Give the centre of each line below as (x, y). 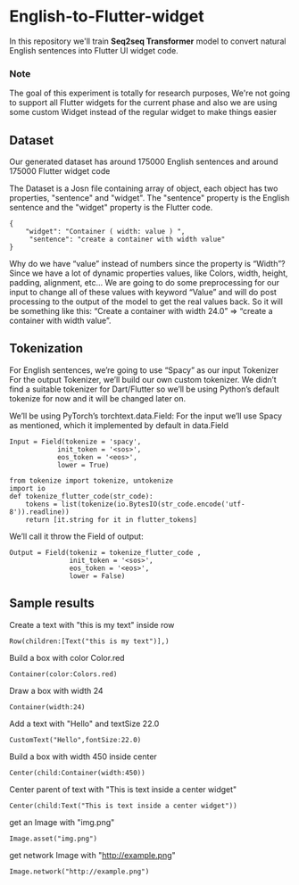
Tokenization (46, 348)
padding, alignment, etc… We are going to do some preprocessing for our (144, 283)
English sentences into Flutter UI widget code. (94, 50)
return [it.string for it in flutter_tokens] (112, 519)
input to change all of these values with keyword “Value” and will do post (143, 293)
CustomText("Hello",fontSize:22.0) (75, 740)
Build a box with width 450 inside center (83, 757)
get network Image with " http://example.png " (92, 855)
